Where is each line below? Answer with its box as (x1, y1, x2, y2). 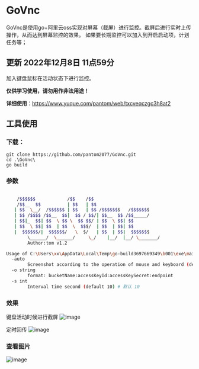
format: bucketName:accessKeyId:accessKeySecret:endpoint (27, 273, 174, 279)
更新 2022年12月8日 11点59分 (6, 57, 114, 68)
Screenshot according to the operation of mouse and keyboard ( (27, 262, 190, 268)
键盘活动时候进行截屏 (6, 313, 58, 320)
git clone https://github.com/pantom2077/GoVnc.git (6, 152, 136, 158)
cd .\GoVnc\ (6, 157, 36, 163)
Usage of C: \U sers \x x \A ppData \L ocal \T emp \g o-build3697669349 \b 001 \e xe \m (6, 251, 190, 256)
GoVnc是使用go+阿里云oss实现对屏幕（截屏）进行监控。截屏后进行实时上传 (6, 24, 191, 31)
